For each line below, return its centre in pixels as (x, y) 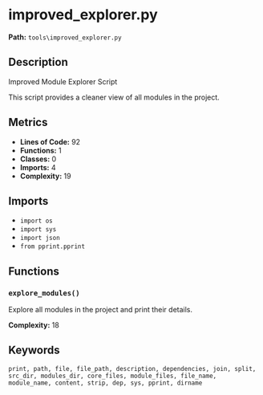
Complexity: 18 (34, 325)
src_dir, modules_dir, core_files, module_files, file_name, (113, 376)
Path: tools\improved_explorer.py (65, 37)
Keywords (34, 350)
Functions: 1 (40, 150)
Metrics (28, 122)
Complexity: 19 (45, 176)
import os (36, 221)
